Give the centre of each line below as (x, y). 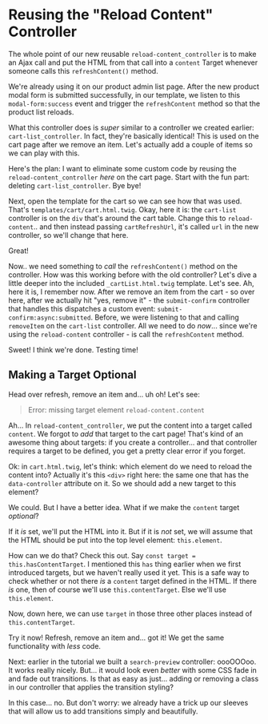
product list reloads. (41, 112)
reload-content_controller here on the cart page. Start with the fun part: (129, 177)
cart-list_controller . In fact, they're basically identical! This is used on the (134, 136)
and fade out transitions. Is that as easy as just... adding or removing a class (134, 678)
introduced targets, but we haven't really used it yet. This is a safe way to (129, 572)
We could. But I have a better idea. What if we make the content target (124, 507)
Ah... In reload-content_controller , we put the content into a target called (130, 425)
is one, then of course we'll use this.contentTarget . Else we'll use (117, 589)
